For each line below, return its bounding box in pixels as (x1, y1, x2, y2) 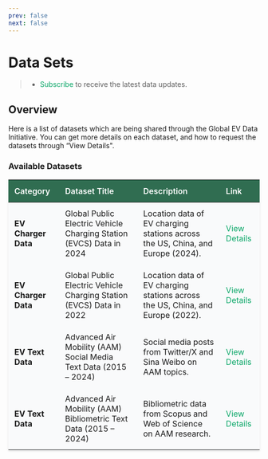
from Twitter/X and (143, 346, 214, 357)
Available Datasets (8, 161, 82, 172)
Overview (8, 103, 58, 116)
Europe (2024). (143, 248, 202, 259)
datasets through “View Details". (8, 141, 115, 151)
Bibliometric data (143, 398, 207, 409)
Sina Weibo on (143, 356, 198, 367)
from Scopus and (143, 408, 208, 419)
